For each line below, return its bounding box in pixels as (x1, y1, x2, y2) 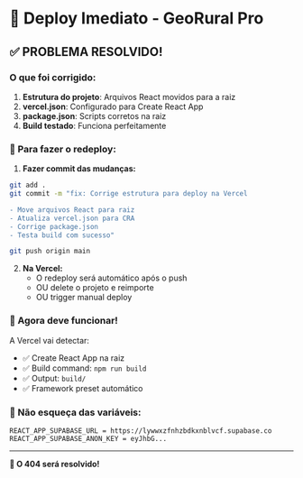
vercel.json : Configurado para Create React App (22, 101, 204, 112)
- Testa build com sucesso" (9, 230, 115, 240)
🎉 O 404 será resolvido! (9, 458, 100, 469)
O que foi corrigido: (9, 71, 96, 84)
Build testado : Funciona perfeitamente (22, 120, 167, 131)
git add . (9, 180, 47, 190)
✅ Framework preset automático (22, 382, 143, 393)
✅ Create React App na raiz (22, 352, 125, 363)
